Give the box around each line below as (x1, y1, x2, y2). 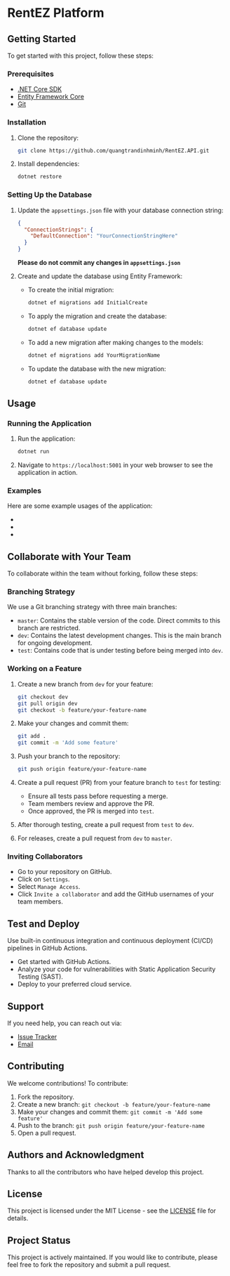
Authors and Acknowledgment (7, 1149, 144, 1161)
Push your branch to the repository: (17, 752, 121, 760)
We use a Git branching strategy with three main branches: (7, 603, 177, 611)
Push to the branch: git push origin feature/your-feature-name (17, 1121, 205, 1129)
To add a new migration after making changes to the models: (27, 338, 203, 346)
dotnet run (17, 448, 50, 455)
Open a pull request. (17, 1128, 77, 1137)
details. (7, 1214, 29, 1223)
